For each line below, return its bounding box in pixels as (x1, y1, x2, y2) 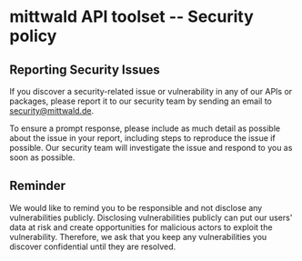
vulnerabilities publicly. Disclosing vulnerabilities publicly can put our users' (9, 212, 293, 223)
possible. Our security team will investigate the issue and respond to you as (9, 143, 293, 153)
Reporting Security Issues (9, 62, 161, 77)
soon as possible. (9, 152, 75, 163)
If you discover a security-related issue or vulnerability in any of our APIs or (9, 86, 293, 96)
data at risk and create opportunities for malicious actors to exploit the (9, 221, 273, 233)
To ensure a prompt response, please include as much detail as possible (9, 123, 280, 134)
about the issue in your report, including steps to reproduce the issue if (9, 133, 276, 143)
